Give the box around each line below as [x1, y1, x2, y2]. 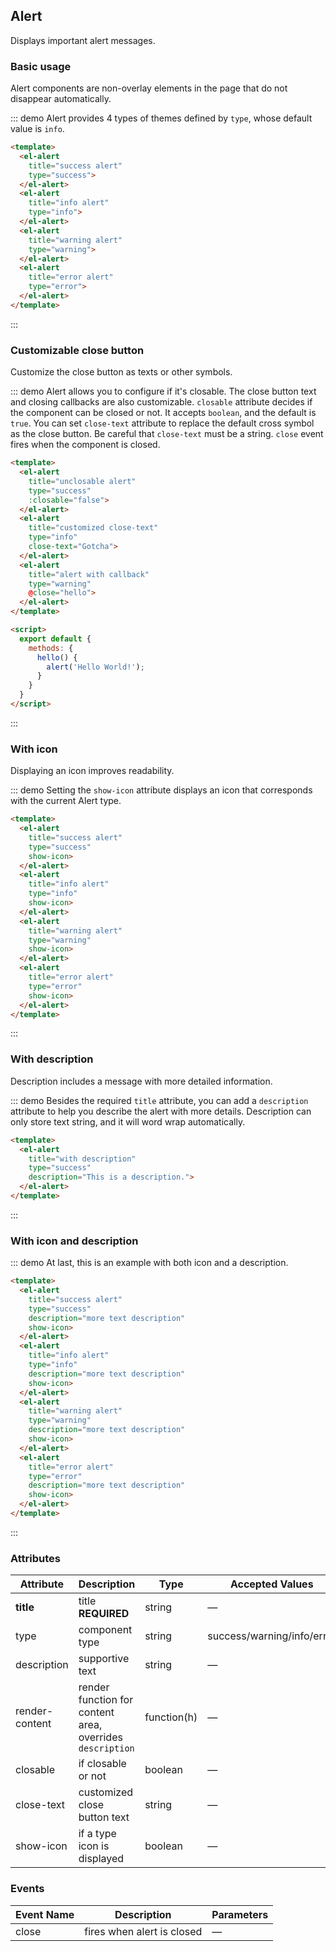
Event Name [15, 1907, 75, 1921]
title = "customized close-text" [28, 523, 159, 533]
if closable [78, 1757, 127, 1771]
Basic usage [10, 59, 72, 73]
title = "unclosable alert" [28, 476, 137, 486]
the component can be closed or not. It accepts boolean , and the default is [10, 407, 317, 419]
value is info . [10, 123, 65, 135]
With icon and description [10, 1234, 139, 1248]
